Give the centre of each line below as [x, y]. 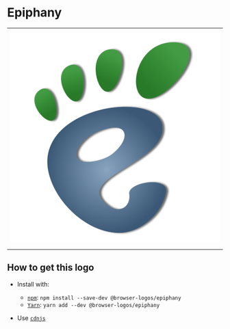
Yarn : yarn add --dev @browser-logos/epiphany [93, 304]
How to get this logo [51, 268]
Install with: [33, 284]
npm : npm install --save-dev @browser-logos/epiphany [104, 297]
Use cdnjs [31, 318]
